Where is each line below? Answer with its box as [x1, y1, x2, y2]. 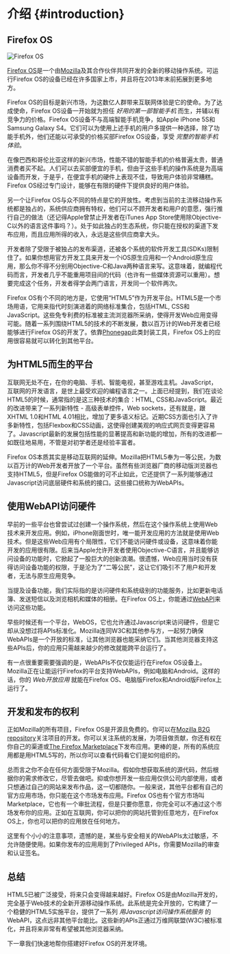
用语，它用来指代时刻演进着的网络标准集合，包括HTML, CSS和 [12, 303, 190, 310]
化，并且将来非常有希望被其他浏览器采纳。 [7, 924, 127, 933]
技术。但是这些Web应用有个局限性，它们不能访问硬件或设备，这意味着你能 [7, 537, 218, 546]
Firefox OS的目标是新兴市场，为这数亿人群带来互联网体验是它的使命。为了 [7, 98, 217, 106]
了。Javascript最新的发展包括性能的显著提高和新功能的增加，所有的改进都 [7, 430, 217, 438]
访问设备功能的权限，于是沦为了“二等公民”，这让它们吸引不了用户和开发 [12, 563, 217, 571]
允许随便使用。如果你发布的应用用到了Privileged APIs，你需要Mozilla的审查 [7, 840, 220, 848]
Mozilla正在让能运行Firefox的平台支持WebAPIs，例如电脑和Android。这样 [7, 666, 214, 675]
